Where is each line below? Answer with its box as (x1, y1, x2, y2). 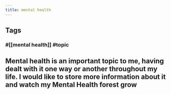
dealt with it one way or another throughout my (5, 65, 158, 73)
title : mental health (5, 7, 51, 13)
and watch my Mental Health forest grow (5, 80, 137, 89)
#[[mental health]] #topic (5, 41, 69, 48)
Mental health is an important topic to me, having (5, 57, 164, 66)
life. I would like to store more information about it (5, 73, 166, 81)
